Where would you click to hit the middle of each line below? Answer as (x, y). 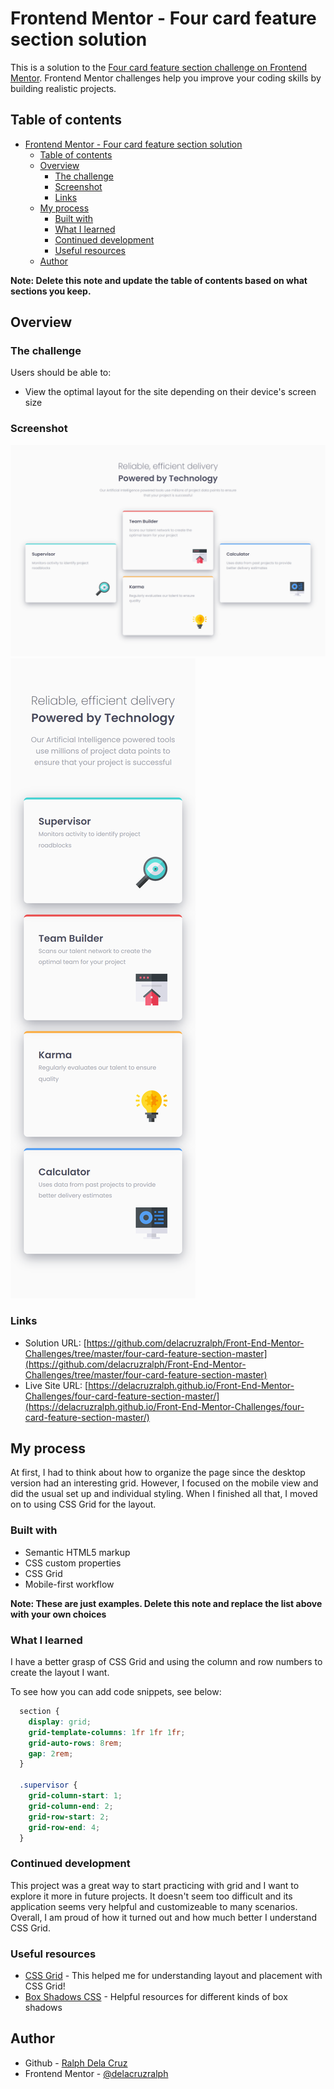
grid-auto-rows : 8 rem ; (75, 1743)
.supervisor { (48, 1785)
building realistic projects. (63, 88)
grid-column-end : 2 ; (71, 1806)
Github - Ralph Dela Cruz (76, 2063)
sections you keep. (51, 291)
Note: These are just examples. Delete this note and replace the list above (166, 1603)
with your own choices (58, 1614)
